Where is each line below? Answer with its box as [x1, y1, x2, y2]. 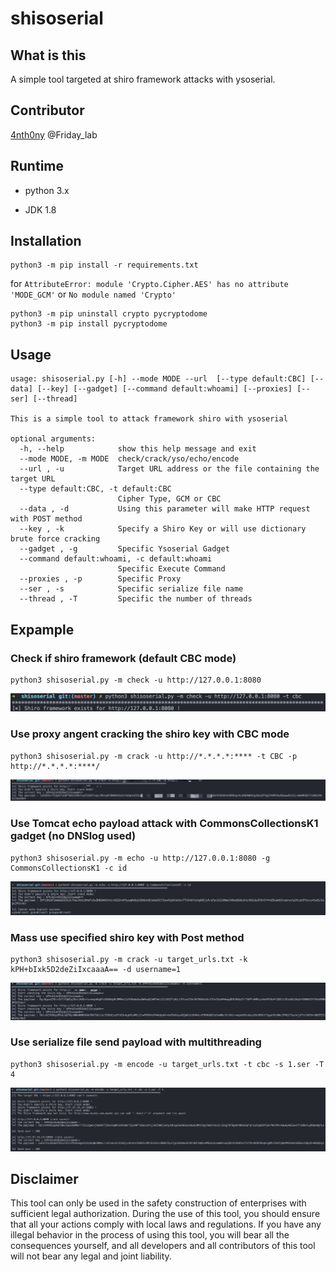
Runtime [10, 158, 64, 175]
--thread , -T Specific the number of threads [19, 594, 253, 604]
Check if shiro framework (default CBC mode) [10, 651, 237, 665]
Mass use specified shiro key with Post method [10, 931, 245, 945]
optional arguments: [10, 434, 97, 444]
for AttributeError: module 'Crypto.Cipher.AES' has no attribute [10, 278, 289, 290]
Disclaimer [10, 1171, 79, 1188]
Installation [10, 233, 82, 250]
